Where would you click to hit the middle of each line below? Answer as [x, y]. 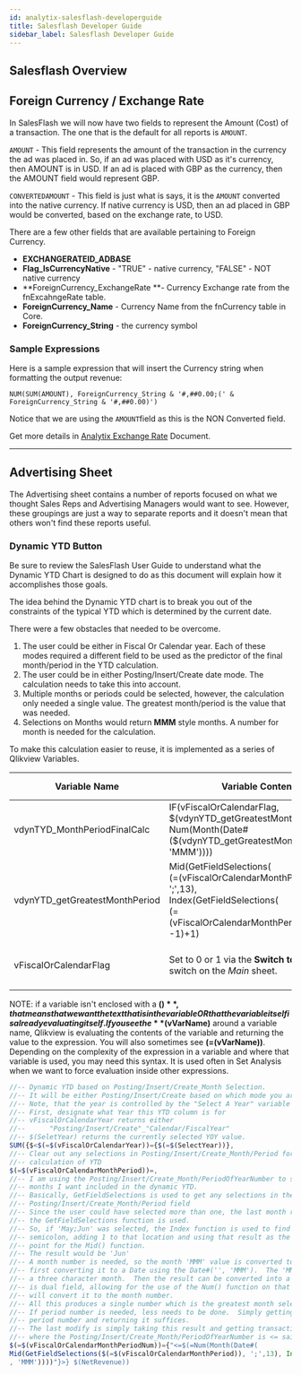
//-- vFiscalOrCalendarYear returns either [92, 1120]
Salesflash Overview [69, 70]
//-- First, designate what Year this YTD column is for [118, 1112]
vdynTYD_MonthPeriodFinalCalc [82, 829]
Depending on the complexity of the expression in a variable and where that [149, 1051]
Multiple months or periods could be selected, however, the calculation [153, 693]
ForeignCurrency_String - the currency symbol [110, 325]
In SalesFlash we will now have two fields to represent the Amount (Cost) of [149, 123]
